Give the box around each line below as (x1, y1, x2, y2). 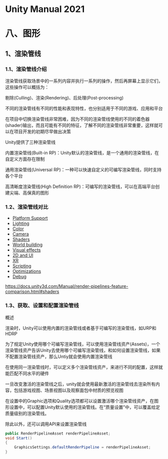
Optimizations (12, 268, 41, 274)
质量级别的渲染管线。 (5, 410, 49, 416)
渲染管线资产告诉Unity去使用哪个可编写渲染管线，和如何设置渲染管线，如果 (5, 347, 161, 353)
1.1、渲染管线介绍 (5, 65, 47, 72)
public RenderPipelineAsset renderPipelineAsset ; (5, 431, 111, 436)
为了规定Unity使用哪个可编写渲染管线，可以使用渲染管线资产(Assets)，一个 (5, 341, 160, 347)
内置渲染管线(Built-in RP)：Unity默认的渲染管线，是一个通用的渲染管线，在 (5, 150, 159, 156)
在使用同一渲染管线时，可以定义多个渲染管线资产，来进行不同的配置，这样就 (5, 364, 163, 370)
